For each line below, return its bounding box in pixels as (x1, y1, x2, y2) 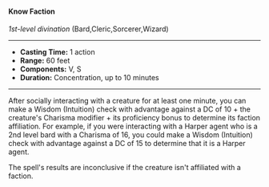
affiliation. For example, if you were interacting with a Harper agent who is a (8, 121, 258, 132)
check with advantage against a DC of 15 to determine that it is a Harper (8, 139, 246, 148)
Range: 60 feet (19, 56, 70, 66)
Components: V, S (19, 64, 82, 74)
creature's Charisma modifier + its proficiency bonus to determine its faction (8, 113, 261, 123)
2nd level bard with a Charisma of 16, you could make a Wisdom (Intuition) (8, 130, 254, 140)
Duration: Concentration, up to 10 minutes (19, 73, 159, 83)
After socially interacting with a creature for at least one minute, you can (8, 96, 247, 106)
